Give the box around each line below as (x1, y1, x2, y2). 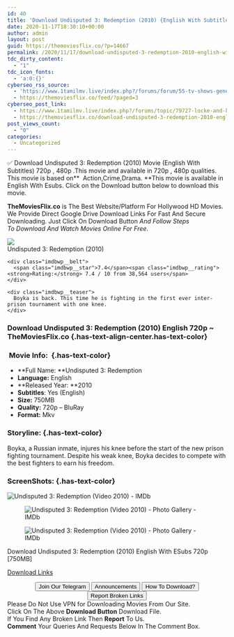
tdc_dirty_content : (7, 56, 64, 63)
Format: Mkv (17, 411, 55, 419)
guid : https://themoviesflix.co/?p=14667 (7, 42, 130, 49)
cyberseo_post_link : (7, 101, 68, 108)
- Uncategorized (13, 140, 61, 147)
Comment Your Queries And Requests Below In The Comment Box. (7, 622, 201, 630)
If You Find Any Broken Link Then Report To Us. (7, 614, 145, 623)
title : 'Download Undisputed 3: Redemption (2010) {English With (7, 17, 201, 24)
